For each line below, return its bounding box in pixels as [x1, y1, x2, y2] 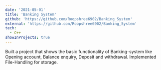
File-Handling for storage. [5, 59, 58, 65]
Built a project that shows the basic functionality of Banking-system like [5, 48, 153, 55]
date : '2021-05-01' [5, 7, 46, 12]
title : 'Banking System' [5, 12, 57, 17]
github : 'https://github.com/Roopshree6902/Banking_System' [5, 16, 133, 21]
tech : [5, 26, 16, 31]
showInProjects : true [5, 35, 50, 40]
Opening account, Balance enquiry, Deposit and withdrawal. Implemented [5, 54, 157, 60]
